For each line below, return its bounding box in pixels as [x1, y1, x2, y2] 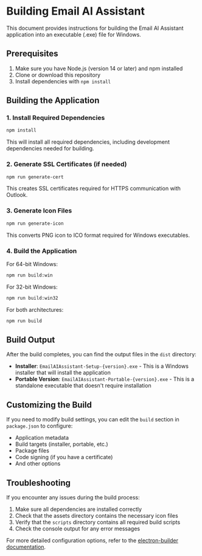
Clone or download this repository [15, 71, 101, 79]
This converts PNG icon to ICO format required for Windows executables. [6, 231, 190, 239]
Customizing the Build [6, 399, 92, 410]
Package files [15, 447, 50, 454]
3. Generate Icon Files [6, 206, 72, 215]
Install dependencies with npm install [15, 77, 111, 85]
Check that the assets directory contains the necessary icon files [15, 512, 178, 519]
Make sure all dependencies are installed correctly [15, 505, 142, 513]
